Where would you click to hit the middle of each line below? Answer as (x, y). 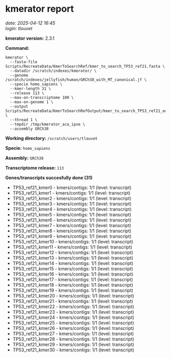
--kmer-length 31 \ (31, 89)
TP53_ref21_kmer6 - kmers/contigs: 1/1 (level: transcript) (72, 220)
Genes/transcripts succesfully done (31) (49, 177)
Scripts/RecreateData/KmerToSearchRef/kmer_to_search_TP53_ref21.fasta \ (85, 66)
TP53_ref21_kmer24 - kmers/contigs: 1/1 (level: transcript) (73, 317)
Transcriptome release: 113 (35, 168)
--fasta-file (24, 62)
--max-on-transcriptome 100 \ (42, 97)
